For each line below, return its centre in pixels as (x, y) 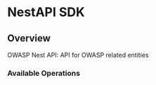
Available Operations (44, 73)
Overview (29, 38)
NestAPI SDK (46, 12)
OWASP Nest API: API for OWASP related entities (78, 55)
